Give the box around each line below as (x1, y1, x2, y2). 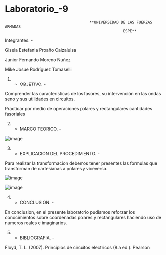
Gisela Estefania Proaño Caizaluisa (5, 47, 76, 53)
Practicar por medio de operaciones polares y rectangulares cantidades (5, 105, 153, 111)
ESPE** (123, 28, 137, 33)
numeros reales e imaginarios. (5, 220, 67, 226)
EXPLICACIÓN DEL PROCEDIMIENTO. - (19, 150, 100, 156)
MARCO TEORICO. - (19, 126, 61, 132)
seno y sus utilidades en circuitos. (5, 96, 75, 102)
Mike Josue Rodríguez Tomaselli (5, 66, 72, 72)
